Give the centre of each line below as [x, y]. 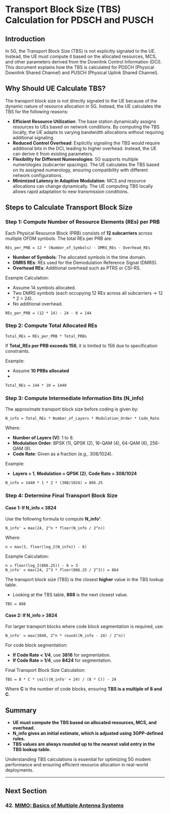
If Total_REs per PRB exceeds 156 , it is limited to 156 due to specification [81, 346]
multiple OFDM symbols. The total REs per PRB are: [59, 238]
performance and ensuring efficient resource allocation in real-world [77, 765]
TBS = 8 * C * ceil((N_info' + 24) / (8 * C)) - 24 [61, 680]
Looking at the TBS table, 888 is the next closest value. [70, 595]
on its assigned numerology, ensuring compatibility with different [80, 170]
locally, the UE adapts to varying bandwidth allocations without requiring [88, 132]
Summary [21, 710]
